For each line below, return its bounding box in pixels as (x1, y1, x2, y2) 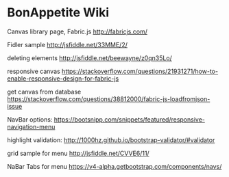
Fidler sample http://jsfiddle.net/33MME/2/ (7, 40, 128, 49)
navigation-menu (7, 122, 56, 131)
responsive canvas (7, 67, 60, 75)
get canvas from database (7, 87, 82, 96)
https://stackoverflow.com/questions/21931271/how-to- (61, 67, 218, 75)
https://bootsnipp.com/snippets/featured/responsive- (53, 115, 206, 124)
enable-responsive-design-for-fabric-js (7, 74, 119, 83)
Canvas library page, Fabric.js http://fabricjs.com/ (7, 27, 147, 36)
